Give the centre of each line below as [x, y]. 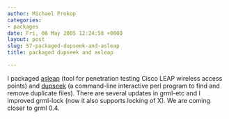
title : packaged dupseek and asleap [60, 53]
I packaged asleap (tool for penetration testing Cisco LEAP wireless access [115, 78]
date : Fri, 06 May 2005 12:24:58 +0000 [65, 33]
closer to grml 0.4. [34, 108]
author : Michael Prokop [42, 14]
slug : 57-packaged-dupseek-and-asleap [63, 46]
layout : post [26, 40]
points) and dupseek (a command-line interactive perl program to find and [114, 86]
